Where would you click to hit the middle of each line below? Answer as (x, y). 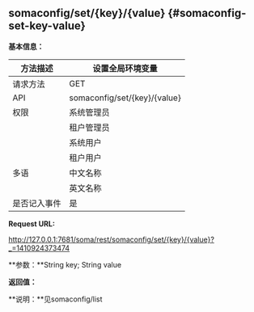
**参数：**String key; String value (65, 264)
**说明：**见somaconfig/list (55, 299)
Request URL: (32, 223)
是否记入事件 (37, 203)
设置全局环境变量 (125, 68)
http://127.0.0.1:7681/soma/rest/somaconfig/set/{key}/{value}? (111, 239)
